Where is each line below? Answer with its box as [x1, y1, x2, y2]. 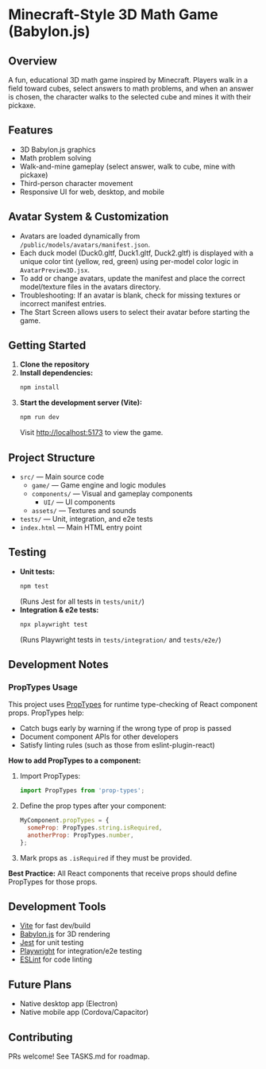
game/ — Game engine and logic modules [31, 480, 167, 490]
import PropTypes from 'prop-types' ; [19, 787, 145, 795]
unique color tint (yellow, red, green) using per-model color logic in [19, 256, 239, 266]
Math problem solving [19, 153, 91, 162]
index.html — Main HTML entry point [19, 523, 142, 532]
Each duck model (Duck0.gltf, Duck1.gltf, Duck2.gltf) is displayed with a [19, 248, 254, 258]
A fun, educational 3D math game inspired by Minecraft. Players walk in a [8, 76, 249, 84]
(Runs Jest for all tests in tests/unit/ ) [19, 597, 145, 606]
